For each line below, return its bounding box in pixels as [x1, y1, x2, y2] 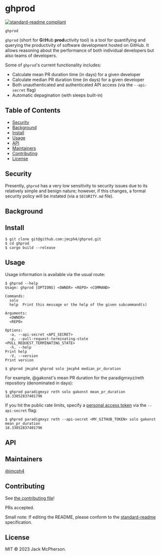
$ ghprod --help [5, 281, 38, 286]
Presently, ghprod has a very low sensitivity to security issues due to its [5, 182, 148, 188]
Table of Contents [5, 106, 61, 115]
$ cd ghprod [5, 241, 29, 246]
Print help [5, 349, 27, 354]
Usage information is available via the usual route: [5, 271, 105, 277]
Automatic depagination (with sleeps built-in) [12, 92, 103, 98]
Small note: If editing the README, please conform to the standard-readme [5, 514, 156, 520]
